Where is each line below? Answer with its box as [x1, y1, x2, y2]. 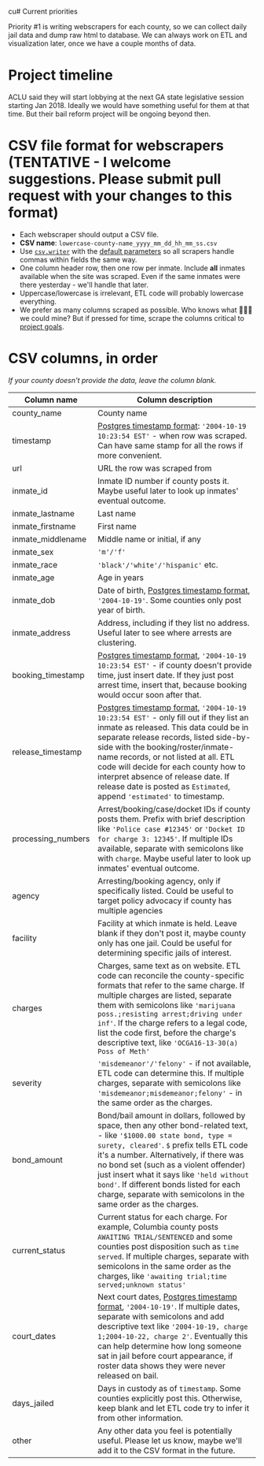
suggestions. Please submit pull [8, 170, 222, 188]
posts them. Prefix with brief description [97, 813, 246, 824]
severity [12, 1077, 42, 1088]
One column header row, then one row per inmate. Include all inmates [19, 263, 246, 273]
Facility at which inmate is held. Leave [97, 917, 237, 928]
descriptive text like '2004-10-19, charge [97, 1320, 248, 1331]
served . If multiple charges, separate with [97, 1251, 249, 1262]
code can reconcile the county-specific [97, 969, 245, 980]
